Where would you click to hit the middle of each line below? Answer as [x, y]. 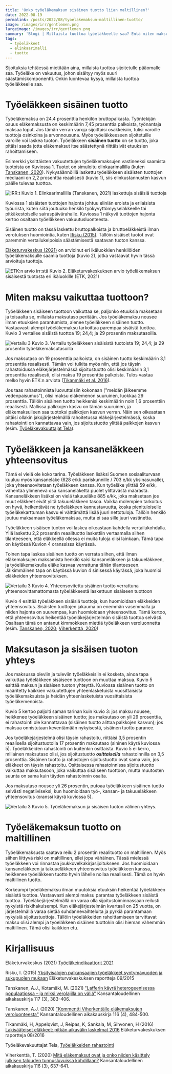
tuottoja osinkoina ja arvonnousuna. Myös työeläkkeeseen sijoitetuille [78, 135]
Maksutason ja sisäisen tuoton [72, 649]
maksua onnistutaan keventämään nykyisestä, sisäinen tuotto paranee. [80, 728]
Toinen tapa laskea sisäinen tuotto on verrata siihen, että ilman [71, 554]
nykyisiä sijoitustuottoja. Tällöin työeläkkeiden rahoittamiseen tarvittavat [81, 917]
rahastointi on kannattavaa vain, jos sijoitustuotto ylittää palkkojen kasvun [83, 423]
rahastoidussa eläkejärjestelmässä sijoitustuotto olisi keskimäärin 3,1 [77, 369]
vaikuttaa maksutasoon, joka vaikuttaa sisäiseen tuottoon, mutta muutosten [85, 770]
